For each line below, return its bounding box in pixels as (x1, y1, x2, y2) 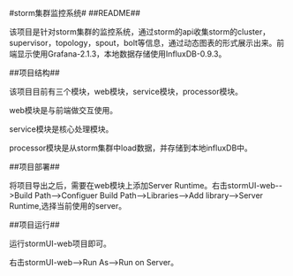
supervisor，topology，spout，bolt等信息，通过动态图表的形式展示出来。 (9, 38, 277, 48)
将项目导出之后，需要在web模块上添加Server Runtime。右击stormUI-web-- (9, 180, 282, 190)
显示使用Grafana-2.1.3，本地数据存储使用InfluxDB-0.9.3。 (16, 49, 227, 59)
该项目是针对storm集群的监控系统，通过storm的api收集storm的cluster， (9, 27, 271, 37)
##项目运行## (9, 219, 60, 230)
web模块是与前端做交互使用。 (9, 105, 117, 115)
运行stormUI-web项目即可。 (9, 238, 112, 249)
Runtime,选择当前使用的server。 (9, 201, 127, 211)
